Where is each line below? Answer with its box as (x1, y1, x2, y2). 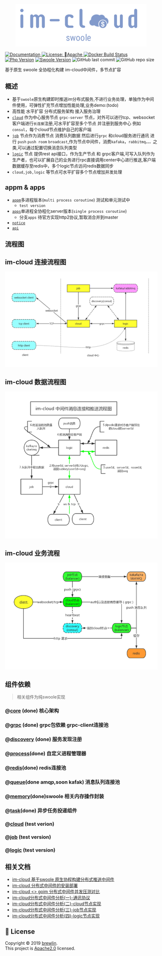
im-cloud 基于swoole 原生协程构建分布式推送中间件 (12, 876, 115, 883)
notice (12, 221, 26, 225)
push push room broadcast (17, 139, 68, 144)
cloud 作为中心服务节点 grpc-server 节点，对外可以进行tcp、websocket (12, 114, 155, 120)
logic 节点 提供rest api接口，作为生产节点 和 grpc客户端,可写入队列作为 (12, 151, 155, 156)
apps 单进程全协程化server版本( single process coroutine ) (12, 208, 127, 214)
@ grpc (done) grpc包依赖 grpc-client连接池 (5, 722, 109, 729)
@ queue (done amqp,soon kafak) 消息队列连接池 (5, 779, 120, 785)
